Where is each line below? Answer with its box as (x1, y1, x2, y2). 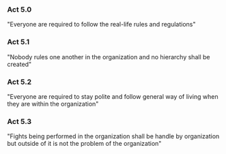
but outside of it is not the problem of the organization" (7, 140, 162, 148)
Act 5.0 (7, 5, 32, 14)
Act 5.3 (7, 117, 32, 126)
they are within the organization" (7, 99, 99, 108)
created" (7, 60, 32, 68)
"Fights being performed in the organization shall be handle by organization (7, 132, 220, 140)
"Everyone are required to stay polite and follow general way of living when (7, 92, 218, 100)
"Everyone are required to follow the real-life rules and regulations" (7, 20, 196, 29)
